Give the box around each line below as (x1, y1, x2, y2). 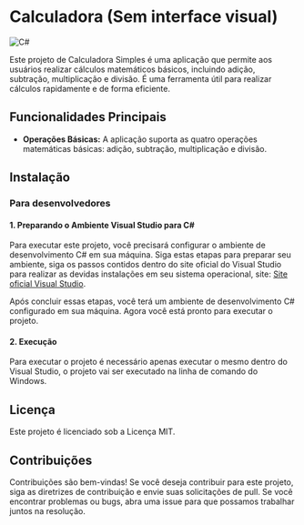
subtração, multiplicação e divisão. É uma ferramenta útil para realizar (9, 73, 272, 84)
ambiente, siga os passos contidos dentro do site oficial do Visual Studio (9, 259, 282, 270)
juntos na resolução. (9, 506, 86, 517)
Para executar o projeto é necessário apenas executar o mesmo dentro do (9, 357, 289, 368)
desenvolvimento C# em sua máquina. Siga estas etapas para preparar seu (9, 249, 291, 260)
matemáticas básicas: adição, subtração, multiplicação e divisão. (22, 143, 267, 154)
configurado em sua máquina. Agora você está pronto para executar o (9, 306, 273, 317)
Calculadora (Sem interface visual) (9, 6, 279, 27)
